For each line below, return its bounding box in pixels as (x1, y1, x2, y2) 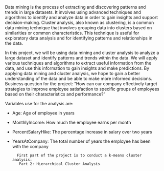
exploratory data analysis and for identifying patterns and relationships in (5, 35, 153, 41)
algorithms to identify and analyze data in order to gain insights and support (5, 15, 158, 20)
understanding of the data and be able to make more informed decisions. (5, 76, 153, 81)
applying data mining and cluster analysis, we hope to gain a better (5, 71, 141, 76)
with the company (12, 144, 49, 149)
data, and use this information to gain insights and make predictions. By (5, 65, 149, 71)
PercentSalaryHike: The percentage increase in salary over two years (12, 129, 153, 134)
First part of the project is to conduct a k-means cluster (17, 153, 142, 158)
